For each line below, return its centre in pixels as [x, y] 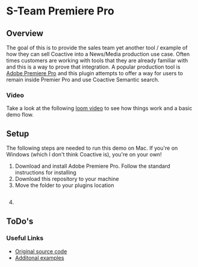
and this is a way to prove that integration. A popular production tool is [93, 67]
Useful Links [25, 238]
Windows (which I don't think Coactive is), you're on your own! [84, 155]
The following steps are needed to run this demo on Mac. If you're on [92, 148]
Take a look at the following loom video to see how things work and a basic [99, 108]
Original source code [41, 251]
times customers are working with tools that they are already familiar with [97, 60]
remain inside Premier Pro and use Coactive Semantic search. [83, 80]
